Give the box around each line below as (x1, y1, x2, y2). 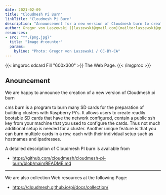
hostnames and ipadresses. (5, 136, 62, 142)
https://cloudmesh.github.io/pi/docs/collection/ (12, 184, 109, 191)
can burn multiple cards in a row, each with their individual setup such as (5, 131, 154, 137)
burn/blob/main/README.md (12, 160, 72, 166)
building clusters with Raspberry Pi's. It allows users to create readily (5, 110, 146, 116)
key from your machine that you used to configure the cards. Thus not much (5, 120, 161, 126)
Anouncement (5, 76, 50, 85)
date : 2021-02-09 (5, 7, 41, 12)
